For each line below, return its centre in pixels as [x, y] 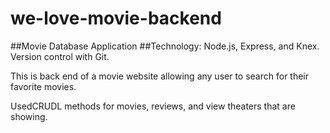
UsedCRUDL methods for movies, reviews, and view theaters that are [153, 106]
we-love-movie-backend [116, 18]
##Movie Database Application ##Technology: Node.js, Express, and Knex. [165, 46]
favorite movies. [43, 86]
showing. [29, 116]
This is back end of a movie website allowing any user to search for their [160, 76]
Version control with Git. [60, 56]
